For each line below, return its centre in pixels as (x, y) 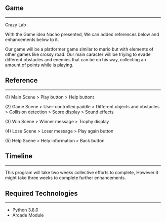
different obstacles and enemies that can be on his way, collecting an (76, 59)
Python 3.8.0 (25, 210)
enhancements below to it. (32, 40)
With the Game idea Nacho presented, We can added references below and (82, 34)
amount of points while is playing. (39, 65)
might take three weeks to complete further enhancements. (65, 178)
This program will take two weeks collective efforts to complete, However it (82, 173)
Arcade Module (28, 215)
